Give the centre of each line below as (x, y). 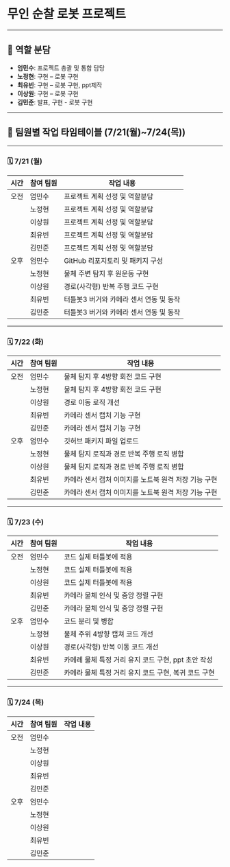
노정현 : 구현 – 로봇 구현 (48, 76)
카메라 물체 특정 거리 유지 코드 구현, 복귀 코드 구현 (139, 673)
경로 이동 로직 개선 (92, 402)
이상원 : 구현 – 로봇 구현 (48, 93)
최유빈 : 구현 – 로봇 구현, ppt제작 (60, 85)
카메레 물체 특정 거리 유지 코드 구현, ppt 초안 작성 (139, 660)
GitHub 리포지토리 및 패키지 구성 (113, 260)
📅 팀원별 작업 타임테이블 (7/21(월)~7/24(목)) (97, 132)
